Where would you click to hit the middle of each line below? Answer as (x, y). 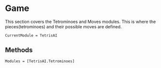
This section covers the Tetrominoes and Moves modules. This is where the (80, 22)
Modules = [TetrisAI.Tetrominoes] (40, 61)
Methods (19, 50)
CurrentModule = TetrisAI (31, 35)
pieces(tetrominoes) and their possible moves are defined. (64, 26)
